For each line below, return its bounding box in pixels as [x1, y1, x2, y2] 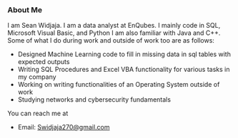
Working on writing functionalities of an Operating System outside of [17, 80, 220, 89]
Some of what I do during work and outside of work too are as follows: [7, 36, 214, 45]
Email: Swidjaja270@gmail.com [17, 123, 110, 132]
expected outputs [17, 58, 70, 66]
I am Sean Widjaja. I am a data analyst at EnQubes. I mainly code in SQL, [7, 21, 221, 30]
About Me [7, 5, 43, 15]
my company [17, 73, 56, 81]
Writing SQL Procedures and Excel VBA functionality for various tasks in [17, 65, 230, 74]
